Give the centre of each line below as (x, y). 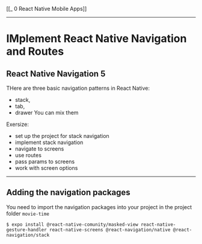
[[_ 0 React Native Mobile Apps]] (47, 9)
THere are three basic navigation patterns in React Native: (78, 88)
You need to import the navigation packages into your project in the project (99, 207)
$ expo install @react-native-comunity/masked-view (72, 224)
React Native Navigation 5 (56, 74)
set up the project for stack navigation (62, 136)
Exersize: (17, 124)
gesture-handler (26, 230)
